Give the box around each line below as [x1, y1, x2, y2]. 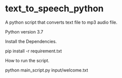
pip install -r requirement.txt [5, 48, 62, 54]
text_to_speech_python [5, 3, 104, 14]
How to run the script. [5, 57, 49, 63]
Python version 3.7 [5, 29, 43, 35]
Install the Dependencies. [5, 38, 57, 44]
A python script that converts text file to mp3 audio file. [5, 19, 118, 25]
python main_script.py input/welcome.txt [5, 67, 88, 73]
